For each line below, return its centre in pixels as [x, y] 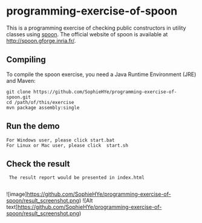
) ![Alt [86, 201]
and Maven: [21, 80]
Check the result [38, 163]
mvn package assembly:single [43, 108]
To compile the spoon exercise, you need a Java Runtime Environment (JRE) [101, 74]
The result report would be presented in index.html [77, 178]
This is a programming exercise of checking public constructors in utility [96, 28]
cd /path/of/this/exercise [40, 102]
